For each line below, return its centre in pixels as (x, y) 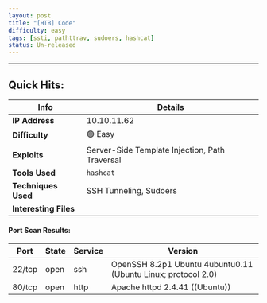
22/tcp (25, 270)
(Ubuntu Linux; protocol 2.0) (164, 274)
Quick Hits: (37, 85)
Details (170, 107)
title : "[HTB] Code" (43, 23)
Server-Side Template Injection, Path (155, 150)
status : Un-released (43, 45)
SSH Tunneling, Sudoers (132, 190)
